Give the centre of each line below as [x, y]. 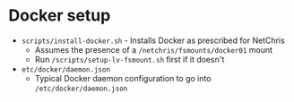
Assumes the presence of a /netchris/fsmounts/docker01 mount [154, 49]
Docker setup [60, 16]
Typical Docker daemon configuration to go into [123, 78]
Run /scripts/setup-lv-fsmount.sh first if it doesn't [130, 59]
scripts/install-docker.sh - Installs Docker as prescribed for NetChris [153, 40]
